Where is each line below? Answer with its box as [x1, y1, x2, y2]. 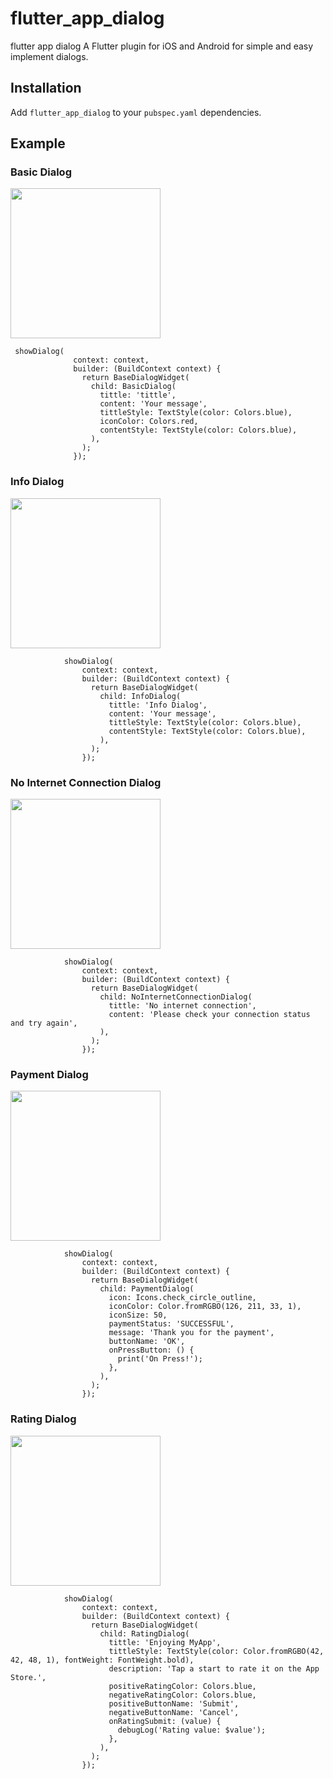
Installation [10, 80, 82, 97]
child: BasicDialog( [90, 382, 177, 392]
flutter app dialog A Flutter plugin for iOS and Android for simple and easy [10, 40, 314, 52]
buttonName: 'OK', [108, 1337, 186, 1347]
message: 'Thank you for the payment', [108, 1328, 275, 1338]
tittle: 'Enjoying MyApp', [108, 1637, 222, 1647]
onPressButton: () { [108, 1345, 195, 1356]
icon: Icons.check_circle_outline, [108, 1293, 257, 1303]
